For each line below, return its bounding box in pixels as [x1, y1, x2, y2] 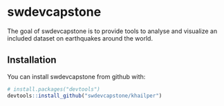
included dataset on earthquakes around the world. [7, 34, 153, 42]
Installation [7, 54, 57, 66]
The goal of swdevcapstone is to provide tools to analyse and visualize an [7, 27, 218, 35]
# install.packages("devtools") [7, 85, 100, 93]
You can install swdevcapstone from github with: [7, 72, 146, 81]
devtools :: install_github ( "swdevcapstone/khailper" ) [7, 92, 162, 99]
